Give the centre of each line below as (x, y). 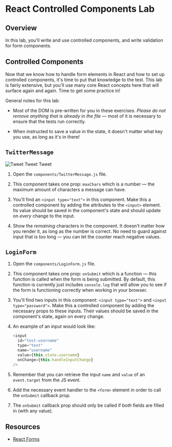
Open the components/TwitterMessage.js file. (60, 174)
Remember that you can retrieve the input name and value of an (79, 374)
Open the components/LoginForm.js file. (54, 264)
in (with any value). (33, 411)
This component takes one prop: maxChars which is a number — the (84, 184)
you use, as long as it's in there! (46, 137)
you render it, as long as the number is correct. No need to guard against (90, 231)
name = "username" (35, 350)
